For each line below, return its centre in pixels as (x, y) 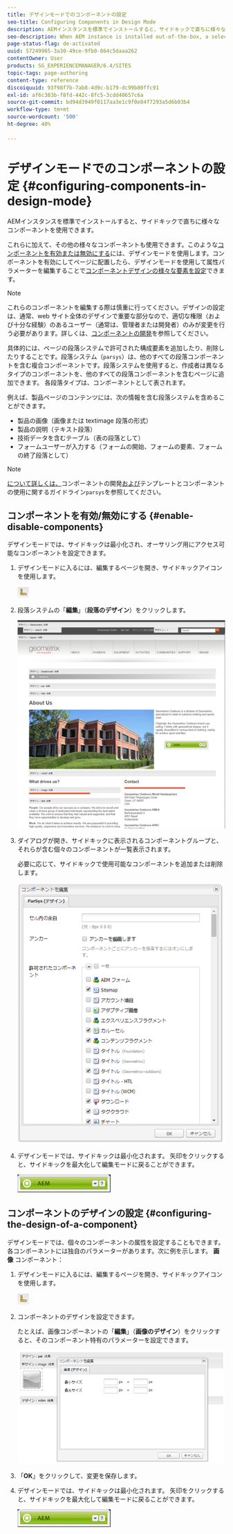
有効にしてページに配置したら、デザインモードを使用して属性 (131, 262)
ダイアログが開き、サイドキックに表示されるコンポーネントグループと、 (120, 841)
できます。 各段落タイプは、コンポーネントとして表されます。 (101, 382)
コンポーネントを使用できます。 (53, 230)
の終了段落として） (45, 455)
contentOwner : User (35, 59)
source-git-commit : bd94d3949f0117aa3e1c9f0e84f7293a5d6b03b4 (99, 102)
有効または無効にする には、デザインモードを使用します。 (131, 253)
